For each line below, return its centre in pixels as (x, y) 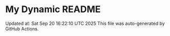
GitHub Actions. (22, 28)
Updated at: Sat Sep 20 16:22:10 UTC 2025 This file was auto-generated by (85, 23)
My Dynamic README (53, 9)
